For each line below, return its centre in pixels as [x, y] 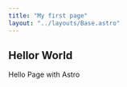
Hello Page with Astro [44, 75]
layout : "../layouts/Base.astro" [64, 23]
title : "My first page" [48, 16]
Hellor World [41, 55]
